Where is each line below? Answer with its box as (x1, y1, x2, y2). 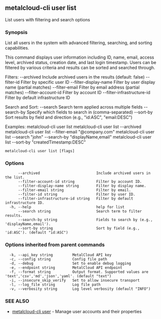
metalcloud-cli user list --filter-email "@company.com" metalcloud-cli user (5, 129, 155, 135)
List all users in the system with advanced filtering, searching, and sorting (5, 40, 153, 46)
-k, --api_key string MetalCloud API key (9, 252, 112, 257)
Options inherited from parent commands (5, 241, 105, 248)
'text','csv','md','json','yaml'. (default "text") (5, 273, 112, 278)
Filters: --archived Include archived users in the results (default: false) (5, 74, 145, 80)
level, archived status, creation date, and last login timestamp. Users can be (5, 60, 157, 65)
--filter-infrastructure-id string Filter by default (17, 196, 133, 201)
